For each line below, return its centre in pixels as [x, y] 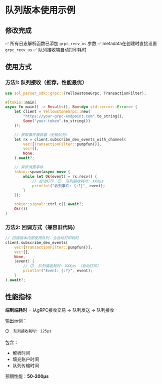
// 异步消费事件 [29, 167]
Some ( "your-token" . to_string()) [57, 121]
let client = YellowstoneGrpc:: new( [52, 112]
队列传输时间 [25, 365]
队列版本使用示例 [40, 10]
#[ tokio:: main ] [21, 102]
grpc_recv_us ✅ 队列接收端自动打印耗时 [46, 50]
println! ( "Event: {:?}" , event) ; [58, 271]
